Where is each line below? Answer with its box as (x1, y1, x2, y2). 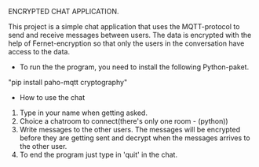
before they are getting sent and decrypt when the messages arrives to (19, 133, 250, 143)
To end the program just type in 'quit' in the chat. (19, 150, 178, 159)
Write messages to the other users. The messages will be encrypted (19, 125, 241, 134)
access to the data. (8, 47, 71, 56)
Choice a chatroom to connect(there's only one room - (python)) (19, 117, 229, 125)
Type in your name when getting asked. (19, 108, 148, 117)
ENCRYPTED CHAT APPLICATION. (8, 7, 119, 16)
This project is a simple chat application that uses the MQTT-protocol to (8, 22, 240, 31)
